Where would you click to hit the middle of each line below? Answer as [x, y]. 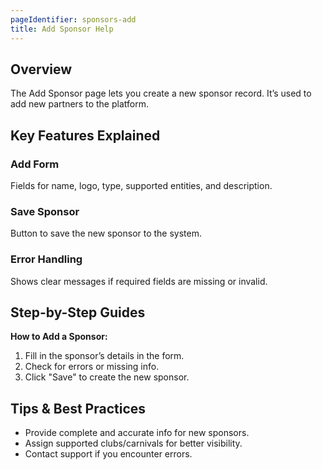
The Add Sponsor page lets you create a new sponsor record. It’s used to [161, 93]
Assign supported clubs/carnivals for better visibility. [133, 443]
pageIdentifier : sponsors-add [73, 19]
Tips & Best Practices [78, 408]
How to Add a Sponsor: [59, 337]
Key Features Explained [85, 135]
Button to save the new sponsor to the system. [106, 233]
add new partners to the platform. [79, 104]
